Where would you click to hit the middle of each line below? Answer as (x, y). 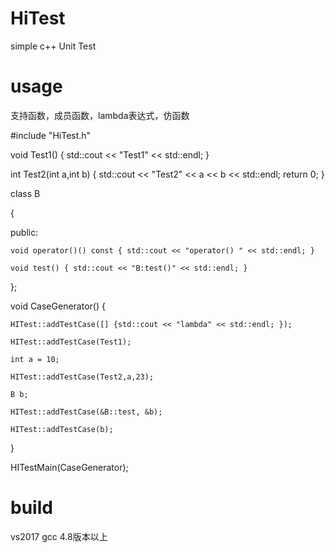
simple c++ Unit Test (53, 46)
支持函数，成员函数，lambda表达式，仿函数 (100, 115)
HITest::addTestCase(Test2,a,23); (82, 377)
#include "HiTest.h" (51, 135)
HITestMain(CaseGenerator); (69, 467)
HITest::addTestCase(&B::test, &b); (86, 412)
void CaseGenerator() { (58, 306)
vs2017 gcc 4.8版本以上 (59, 536)
